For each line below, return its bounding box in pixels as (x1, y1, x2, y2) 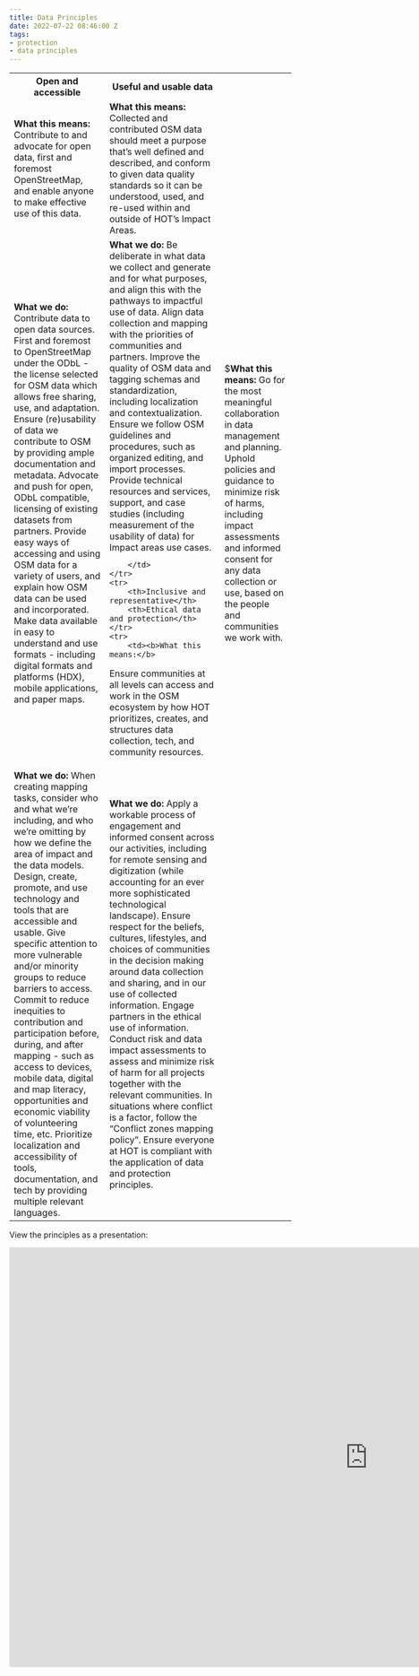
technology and (13, 893, 80, 906)
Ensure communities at (108, 667, 206, 680)
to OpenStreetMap (13, 345, 92, 358)
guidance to (224, 474, 275, 487)
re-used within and (108, 202, 191, 214)
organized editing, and (108, 452, 204, 465)
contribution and (13, 1016, 83, 1029)
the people (224, 597, 270, 610)
